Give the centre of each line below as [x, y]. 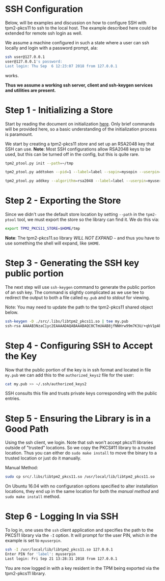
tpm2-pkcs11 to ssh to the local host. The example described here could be [81, 28]
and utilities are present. [30, 90]
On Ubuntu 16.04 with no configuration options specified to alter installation [82, 486]
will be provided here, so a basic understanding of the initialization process [81, 129]
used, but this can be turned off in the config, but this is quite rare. [72, 154]
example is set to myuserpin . [33, 541]
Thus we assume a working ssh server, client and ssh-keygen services [79, 85]
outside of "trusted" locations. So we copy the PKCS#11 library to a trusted [80, 448]
